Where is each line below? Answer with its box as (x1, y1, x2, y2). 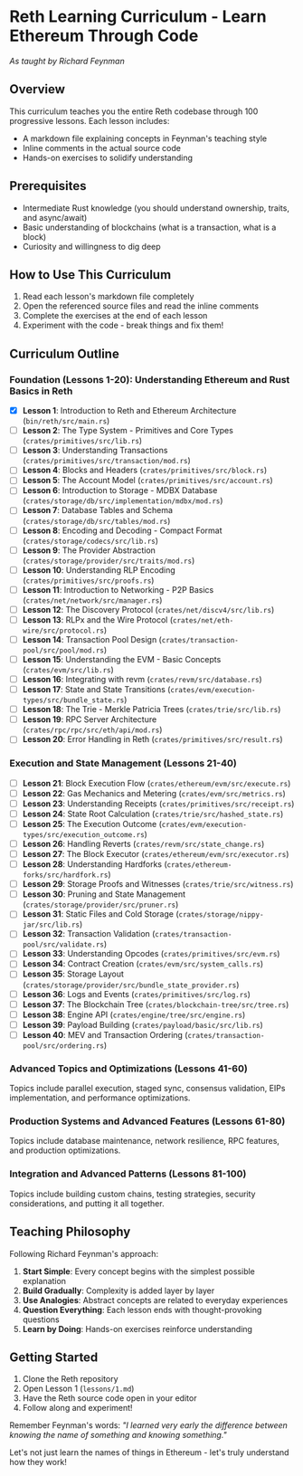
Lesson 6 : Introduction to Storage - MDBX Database (22, 485, 218, 496)
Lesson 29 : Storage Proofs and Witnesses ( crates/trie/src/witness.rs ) (22, 879, 294, 890)
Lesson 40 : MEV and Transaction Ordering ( (22, 1029, 188, 1040)
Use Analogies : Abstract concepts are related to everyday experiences (22, 1294, 289, 1305)
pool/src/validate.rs (22, 940, 104, 949)
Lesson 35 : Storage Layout (22, 968, 125, 979)
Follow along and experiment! (22, 1403, 133, 1414)
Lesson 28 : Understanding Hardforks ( (22, 859, 167, 870)
